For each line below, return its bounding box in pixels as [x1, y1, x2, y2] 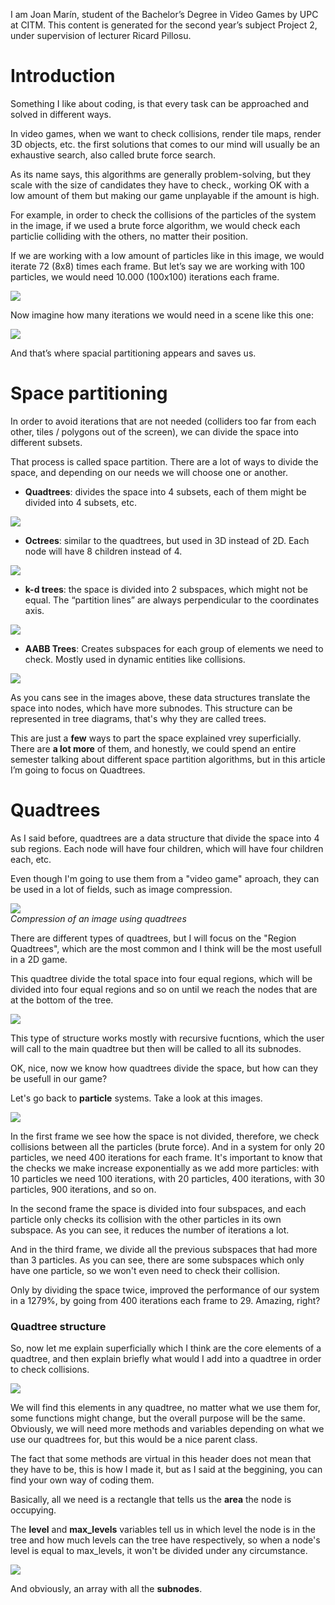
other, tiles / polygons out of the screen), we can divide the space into [10, 425, 299, 438]
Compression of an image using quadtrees [10, 912, 187, 924]
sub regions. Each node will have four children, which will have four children [10, 842, 324, 854]
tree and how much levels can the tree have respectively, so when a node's [10, 1534, 321, 1546]
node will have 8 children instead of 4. [24, 545, 183, 557]
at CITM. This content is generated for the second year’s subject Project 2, [10, 19, 318, 31]
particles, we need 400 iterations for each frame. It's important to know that [10, 1151, 323, 1163]
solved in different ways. [10, 108, 112, 120]
